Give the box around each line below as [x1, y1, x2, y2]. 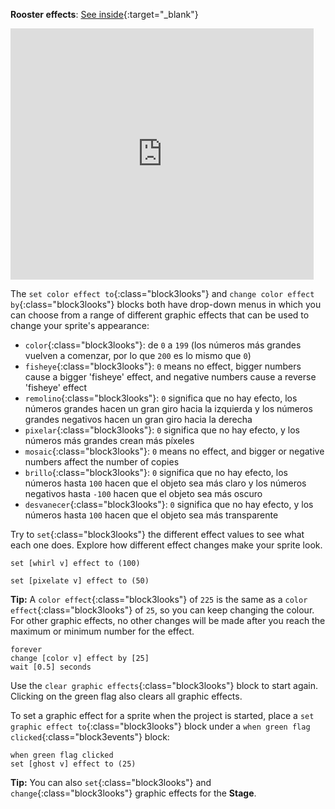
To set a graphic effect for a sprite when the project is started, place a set [10, 710, 315, 721]
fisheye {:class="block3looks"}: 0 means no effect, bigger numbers [24, 360, 302, 372]
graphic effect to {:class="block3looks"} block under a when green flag [10, 720, 311, 732]
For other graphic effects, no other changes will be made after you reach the [10, 615, 326, 626]
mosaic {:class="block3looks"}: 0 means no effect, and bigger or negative [24, 445, 325, 457]
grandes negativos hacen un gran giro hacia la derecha [24, 414, 253, 425]
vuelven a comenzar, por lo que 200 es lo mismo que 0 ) [24, 350, 252, 361]
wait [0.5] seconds [10, 662, 92, 672]
